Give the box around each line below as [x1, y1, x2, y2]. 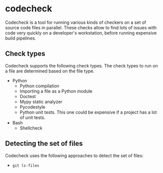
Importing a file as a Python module [19, 88, 93, 94]
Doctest [19, 93, 36, 99]
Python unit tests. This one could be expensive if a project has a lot [19, 109, 157, 115]
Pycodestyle [19, 104, 46, 110]
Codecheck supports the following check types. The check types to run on [5, 62, 158, 68]
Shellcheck [19, 125, 43, 131]
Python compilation [19, 83, 59, 89]
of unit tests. [19, 115, 46, 120]
